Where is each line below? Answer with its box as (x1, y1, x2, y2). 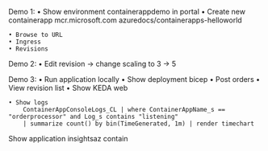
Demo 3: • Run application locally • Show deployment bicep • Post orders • (8, 75, 261, 84)
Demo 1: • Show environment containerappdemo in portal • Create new (8, 7, 246, 16)
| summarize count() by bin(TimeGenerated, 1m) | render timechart (23, 120, 254, 128)
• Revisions (8, 45, 48, 53)
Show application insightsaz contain (8, 134, 128, 143)
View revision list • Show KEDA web (8, 84, 128, 92)
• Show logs (8, 99, 48, 107)
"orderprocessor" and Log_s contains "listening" (8, 112, 179, 120)
